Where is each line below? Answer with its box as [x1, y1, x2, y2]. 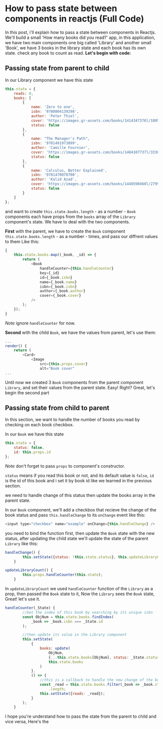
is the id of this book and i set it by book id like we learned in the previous [5, 477, 152, 483]
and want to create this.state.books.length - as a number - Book [5, 208, 136, 214]
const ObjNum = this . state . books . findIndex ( [22, 614, 114, 620]
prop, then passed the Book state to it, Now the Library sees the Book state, [5, 591, 155, 597]
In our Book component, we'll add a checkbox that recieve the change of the [5, 507, 157, 512]
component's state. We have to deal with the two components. [5, 219, 130, 224]
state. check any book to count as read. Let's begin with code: [5, 50, 131, 56]
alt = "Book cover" [39, 366, 75, 371]
